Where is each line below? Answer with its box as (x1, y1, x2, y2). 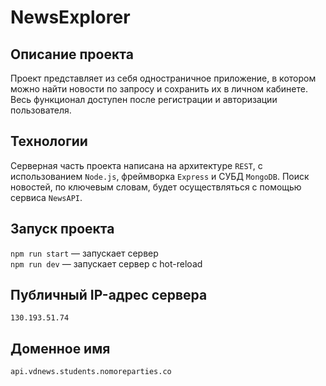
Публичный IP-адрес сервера (10, 287, 208, 304)
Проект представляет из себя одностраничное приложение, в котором (10, 72, 317, 84)
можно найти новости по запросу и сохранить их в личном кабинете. (10, 83, 308, 95)
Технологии (10, 133, 88, 150)
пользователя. (10, 104, 72, 116)
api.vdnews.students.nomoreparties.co (10, 367, 172, 377)
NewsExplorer (10, 6, 131, 29)
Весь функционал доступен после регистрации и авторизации (10, 94, 278, 105)
